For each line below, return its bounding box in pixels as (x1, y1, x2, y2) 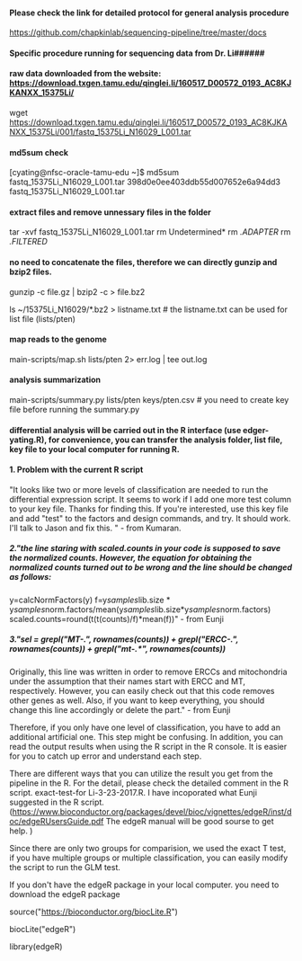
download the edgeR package (9, 888, 120, 899)
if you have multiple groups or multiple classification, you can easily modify (9, 852, 289, 863)
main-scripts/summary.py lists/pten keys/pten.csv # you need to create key (9, 395, 289, 405)
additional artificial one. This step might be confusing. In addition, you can (9, 731, 283, 742)
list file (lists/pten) (9, 313, 76, 324)
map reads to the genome (9, 334, 108, 345)
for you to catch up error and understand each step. (9, 751, 202, 761)
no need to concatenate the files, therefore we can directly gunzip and (9, 257, 278, 267)
